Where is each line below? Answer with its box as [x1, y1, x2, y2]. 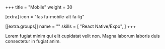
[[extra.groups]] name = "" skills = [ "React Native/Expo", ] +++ [5, 23, 136, 29]
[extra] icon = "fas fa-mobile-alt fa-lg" [5, 14, 85, 19]
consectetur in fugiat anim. [5, 38, 61, 44]
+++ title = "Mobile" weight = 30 [5, 4, 73, 10]
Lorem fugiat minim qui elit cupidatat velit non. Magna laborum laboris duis [5, 33, 160, 39]
